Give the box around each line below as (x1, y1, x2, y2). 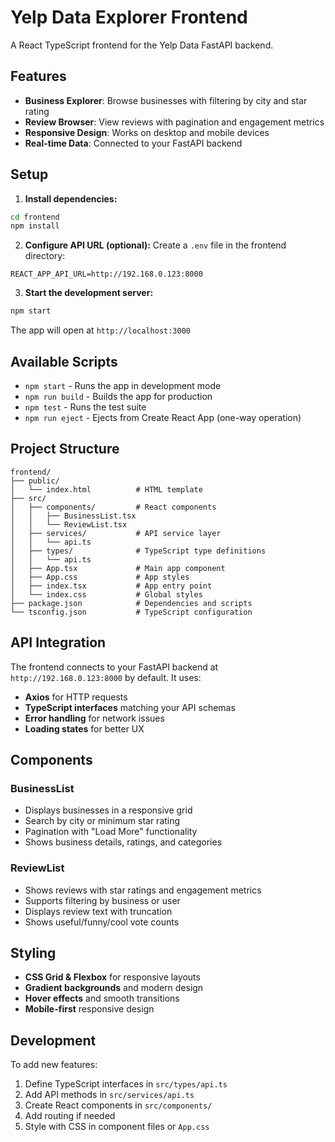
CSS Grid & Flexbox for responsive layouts (24, 971, 201, 983)
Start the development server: (24, 287, 154, 299)
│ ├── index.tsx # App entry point (10, 581, 213, 591)
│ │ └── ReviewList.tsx (10, 519, 128, 530)
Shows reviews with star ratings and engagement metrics (24, 884, 262, 896)
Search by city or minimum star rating (24, 815, 181, 827)
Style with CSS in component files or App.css (24, 1121, 210, 1133)
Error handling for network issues (24, 712, 165, 724)
